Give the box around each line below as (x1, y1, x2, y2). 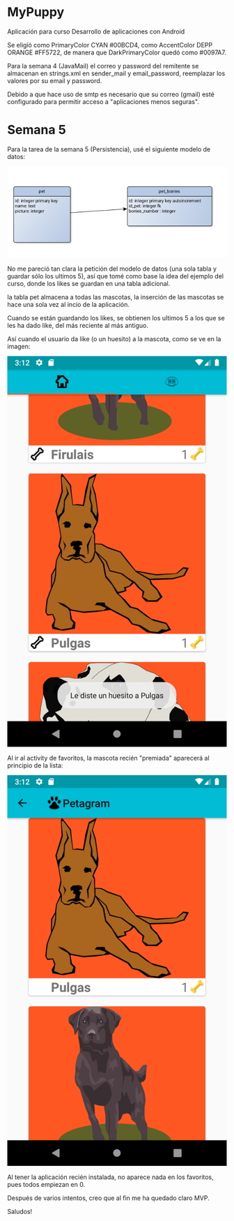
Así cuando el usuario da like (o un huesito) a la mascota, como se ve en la (7, 335, 221, 343)
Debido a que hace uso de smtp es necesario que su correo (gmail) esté (7, 90, 214, 98)
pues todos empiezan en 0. (7, 1181, 86, 1189)
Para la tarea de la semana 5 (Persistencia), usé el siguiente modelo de (7, 144, 211, 153)
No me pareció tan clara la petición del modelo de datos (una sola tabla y (7, 264, 217, 273)
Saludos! (7, 1208, 33, 1216)
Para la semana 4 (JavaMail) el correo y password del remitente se (7, 61, 199, 70)
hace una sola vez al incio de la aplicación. (7, 301, 130, 309)
